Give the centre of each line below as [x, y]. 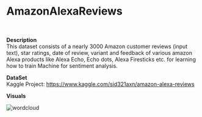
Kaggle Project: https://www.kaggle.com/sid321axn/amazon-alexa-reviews [100, 84]
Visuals [16, 96]
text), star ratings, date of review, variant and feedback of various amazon [99, 52]
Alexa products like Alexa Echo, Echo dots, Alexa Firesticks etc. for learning [101, 59]
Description [22, 40]
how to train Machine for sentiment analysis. [62, 66]
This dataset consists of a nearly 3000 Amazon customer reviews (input [97, 46]
